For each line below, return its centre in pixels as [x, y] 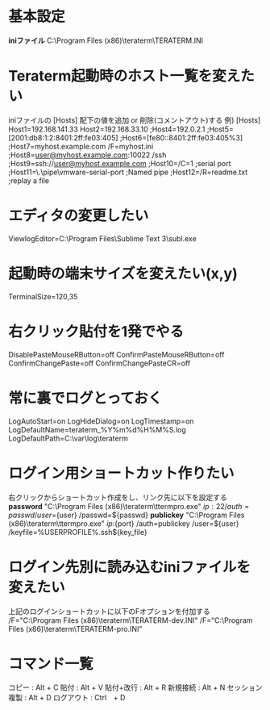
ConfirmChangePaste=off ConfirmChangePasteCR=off [100, 363]
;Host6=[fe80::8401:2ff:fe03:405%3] [181, 137]
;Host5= [220, 129]
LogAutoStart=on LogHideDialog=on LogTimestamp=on [101, 421]
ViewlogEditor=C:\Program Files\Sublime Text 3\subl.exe [103, 238]
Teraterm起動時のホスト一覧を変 [118, 76]
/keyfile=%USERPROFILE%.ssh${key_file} [78, 532]
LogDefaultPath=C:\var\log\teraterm [69, 438]
